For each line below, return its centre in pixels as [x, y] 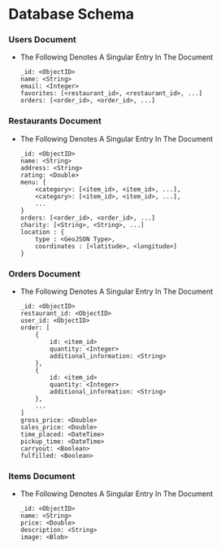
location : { [42, 232]
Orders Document [45, 273]
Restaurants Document [55, 121]
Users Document [43, 40]
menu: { [33, 182]
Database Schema [71, 14]
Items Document [42, 476]
